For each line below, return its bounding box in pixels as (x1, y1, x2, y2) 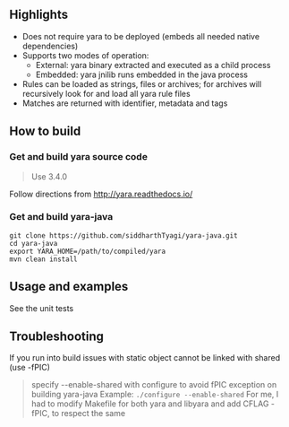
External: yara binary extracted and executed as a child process (35, 59, 271, 70)
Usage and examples (9, 279, 129, 294)
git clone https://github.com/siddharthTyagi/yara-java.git (9, 231, 239, 240)
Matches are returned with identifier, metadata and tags (21, 98, 228, 109)
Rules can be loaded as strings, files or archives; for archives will (21, 78, 262, 89)
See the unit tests (9, 302, 74, 313)
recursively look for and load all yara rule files (21, 88, 191, 99)
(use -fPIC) (9, 362, 51, 373)
